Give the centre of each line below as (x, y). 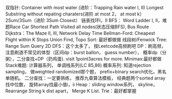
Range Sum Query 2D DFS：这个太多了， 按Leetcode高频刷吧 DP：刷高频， (86, 46)
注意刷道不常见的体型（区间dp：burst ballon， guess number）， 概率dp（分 (86, 52)
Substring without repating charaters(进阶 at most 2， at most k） (75, 14)
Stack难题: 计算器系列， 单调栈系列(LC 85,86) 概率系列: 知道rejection (78, 65)
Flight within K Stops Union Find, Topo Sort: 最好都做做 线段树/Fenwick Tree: (86, 39)
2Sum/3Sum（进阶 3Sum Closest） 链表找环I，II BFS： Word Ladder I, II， (84, 20)
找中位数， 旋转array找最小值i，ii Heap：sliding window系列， (71, 84)
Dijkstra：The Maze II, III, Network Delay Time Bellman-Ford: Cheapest (80, 33)
